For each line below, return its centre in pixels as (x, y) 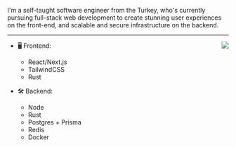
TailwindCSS (46, 69)
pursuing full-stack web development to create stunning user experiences (114, 18)
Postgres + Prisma (55, 122)
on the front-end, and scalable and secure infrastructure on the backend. (113, 25)
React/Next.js (47, 62)
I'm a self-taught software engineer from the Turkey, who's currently (106, 10)
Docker (38, 137)
